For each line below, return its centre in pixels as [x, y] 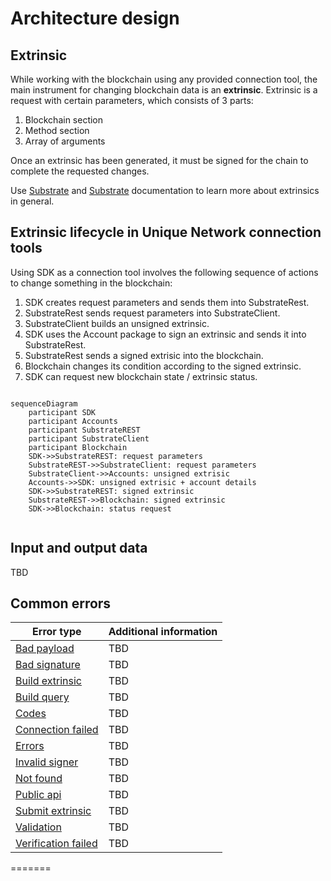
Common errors [61, 603]
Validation [38, 827]
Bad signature [48, 665]
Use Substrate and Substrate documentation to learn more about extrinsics [165, 190]
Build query [42, 697]
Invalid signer [47, 762]
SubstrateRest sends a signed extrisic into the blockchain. [144, 355]
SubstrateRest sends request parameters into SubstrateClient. [152, 313]
